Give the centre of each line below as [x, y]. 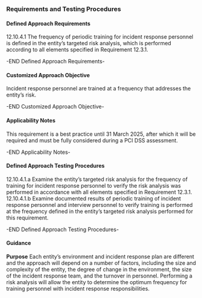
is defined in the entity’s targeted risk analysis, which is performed [89, 43]
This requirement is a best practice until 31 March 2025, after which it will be [101, 134]
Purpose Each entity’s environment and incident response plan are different [100, 256]
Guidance [19, 243]
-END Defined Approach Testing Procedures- [63, 229]
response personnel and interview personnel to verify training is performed [99, 204]
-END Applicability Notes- [38, 152]
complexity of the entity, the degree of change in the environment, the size [99, 269]
